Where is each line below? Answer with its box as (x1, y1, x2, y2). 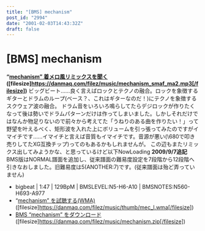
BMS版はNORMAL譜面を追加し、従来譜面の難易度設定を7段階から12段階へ (6, 156, 195, 163)
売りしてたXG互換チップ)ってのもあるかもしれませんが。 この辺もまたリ (6, 141, 188, 148)
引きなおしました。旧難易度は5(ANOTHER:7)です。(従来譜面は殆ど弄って (6, 163, 190, 171)
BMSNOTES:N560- (141, 183, 190, 191)
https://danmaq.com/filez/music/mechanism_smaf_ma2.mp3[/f (31, 80, 199, 87)
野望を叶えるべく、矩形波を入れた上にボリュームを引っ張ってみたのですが (6, 126, 194, 133)
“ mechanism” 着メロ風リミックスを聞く (6, 73, 108, 80)
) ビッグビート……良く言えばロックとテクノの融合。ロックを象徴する (24, 87, 199, 94)
